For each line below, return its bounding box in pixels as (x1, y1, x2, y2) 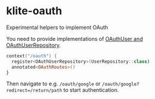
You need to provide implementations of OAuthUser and (6, 35, 143, 42)
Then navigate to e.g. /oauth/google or (6, 80, 101, 87)
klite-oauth (6, 4, 62, 18)
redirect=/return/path (6, 88, 62, 94)
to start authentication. (63, 87, 119, 94)
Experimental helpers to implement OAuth (6, 24, 109, 31)
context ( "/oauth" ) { (6, 53, 58, 59)
